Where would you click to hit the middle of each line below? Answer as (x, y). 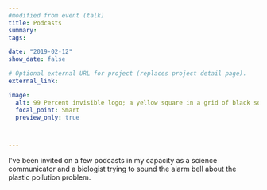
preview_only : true (48, 117)
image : (19, 95)
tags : (17, 38)
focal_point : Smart (48, 110)
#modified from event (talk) (56, 15)
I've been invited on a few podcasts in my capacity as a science (113, 161)
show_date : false (37, 59)
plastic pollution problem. (50, 177)
